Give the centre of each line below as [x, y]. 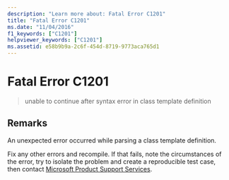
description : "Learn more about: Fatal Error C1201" [87, 14]
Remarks [28, 123]
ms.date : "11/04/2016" [41, 27]
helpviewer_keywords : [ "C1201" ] [55, 40]
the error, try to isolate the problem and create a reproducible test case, [112, 161]
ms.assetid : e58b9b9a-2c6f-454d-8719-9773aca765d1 [83, 47]
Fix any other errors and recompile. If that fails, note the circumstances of [114, 154]
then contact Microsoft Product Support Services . [80, 169]
